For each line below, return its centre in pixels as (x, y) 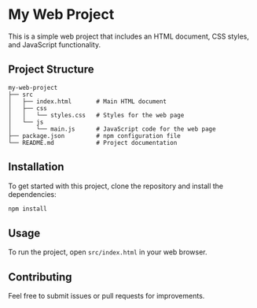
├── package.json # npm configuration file (94, 135)
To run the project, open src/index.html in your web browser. (108, 252)
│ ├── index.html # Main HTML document (88, 101)
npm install (28, 209)
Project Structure (51, 70)
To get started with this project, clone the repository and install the (116, 186)
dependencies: (32, 194)
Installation (36, 167)
